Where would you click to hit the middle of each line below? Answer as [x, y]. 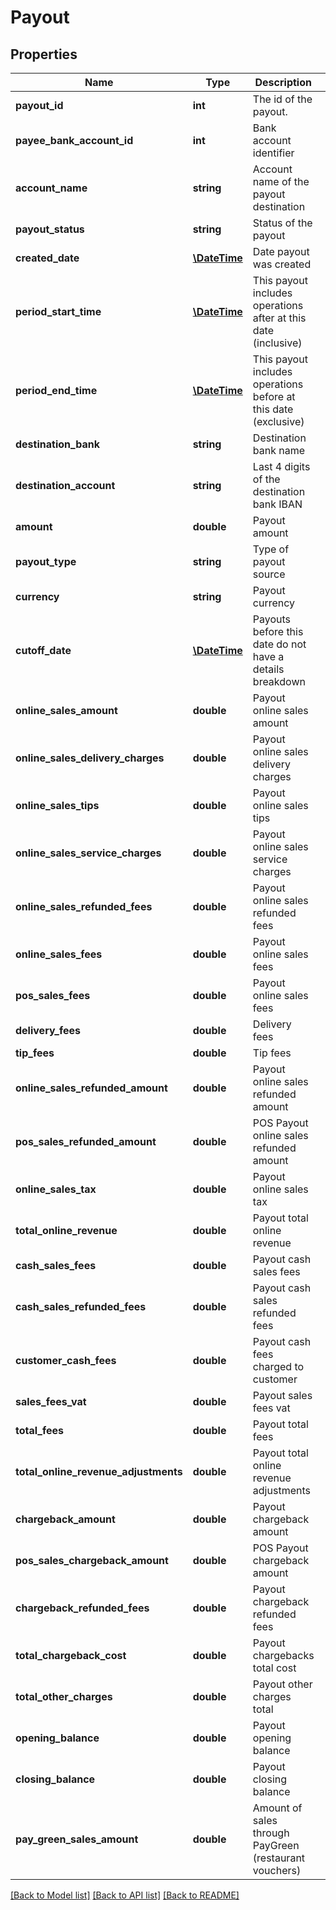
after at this [279, 318]
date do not [279, 644]
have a [268, 656]
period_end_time [56, 390]
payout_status [50, 229]
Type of [271, 549]
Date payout [281, 251]
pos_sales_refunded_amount [86, 1141]
